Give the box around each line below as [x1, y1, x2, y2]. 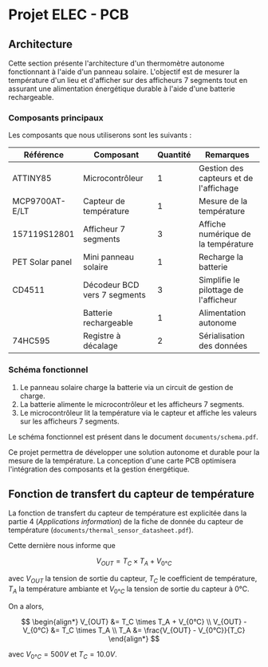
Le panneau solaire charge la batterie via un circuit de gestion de [19, 382, 234, 392]
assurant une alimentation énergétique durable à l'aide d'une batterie [8, 84, 235, 93]
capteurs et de [198, 173, 254, 184]
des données [198, 341, 248, 352]
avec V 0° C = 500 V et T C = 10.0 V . [8, 649, 117, 661]
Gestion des [198, 163, 244, 174]
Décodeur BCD [83, 279, 140, 290]
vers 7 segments [83, 290, 146, 301]
